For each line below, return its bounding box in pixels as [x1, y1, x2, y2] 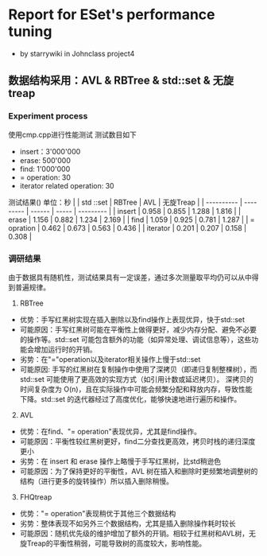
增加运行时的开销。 [33, 344, 97, 354]
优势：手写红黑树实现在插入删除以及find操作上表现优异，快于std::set [19, 314, 245, 324]
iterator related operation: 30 [19, 181, 114, 190]
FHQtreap [19, 492, 52, 502]
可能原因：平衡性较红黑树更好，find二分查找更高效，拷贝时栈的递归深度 [19, 436, 256, 446]
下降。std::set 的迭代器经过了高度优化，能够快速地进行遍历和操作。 [19, 394, 242, 403]
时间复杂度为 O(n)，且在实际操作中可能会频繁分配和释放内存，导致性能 [19, 384, 253, 394]
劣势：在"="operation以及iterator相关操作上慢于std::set [19, 354, 201, 364]
